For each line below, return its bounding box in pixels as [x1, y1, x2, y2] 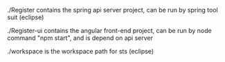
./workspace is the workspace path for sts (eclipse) [7, 48, 154, 55]
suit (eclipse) [7, 13, 44, 21]
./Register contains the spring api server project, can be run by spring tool [7, 6, 218, 14]
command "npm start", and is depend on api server [7, 34, 154, 42]
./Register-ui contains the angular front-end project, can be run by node [7, 27, 213, 34]
